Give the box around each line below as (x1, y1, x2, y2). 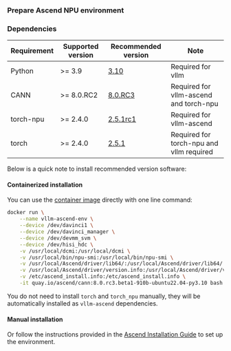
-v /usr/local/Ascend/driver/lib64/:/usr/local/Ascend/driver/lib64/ (19, 260, 223, 267)
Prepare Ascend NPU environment (7, 6, 124, 15)
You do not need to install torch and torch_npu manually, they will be (7, 292, 201, 300)
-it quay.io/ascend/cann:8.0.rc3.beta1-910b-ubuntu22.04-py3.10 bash (19, 279, 223, 287)
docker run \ (7, 209, 45, 216)
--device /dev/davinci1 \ (19, 222, 94, 229)
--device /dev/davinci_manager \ (19, 228, 115, 235)
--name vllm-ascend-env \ (19, 215, 94, 222)
